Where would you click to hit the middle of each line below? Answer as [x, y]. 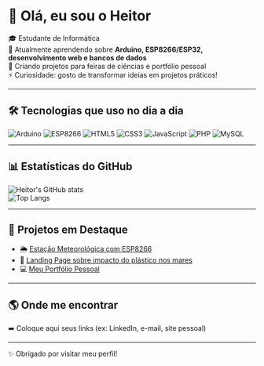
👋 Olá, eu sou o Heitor [80, 16]
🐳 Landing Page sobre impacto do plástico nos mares [106, 260]
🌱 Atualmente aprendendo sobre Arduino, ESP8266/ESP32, [106, 49]
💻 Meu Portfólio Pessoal [59, 269]
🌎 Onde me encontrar [63, 305]
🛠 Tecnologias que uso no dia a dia [96, 111]
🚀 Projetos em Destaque [68, 229]
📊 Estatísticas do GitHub [70, 167]
